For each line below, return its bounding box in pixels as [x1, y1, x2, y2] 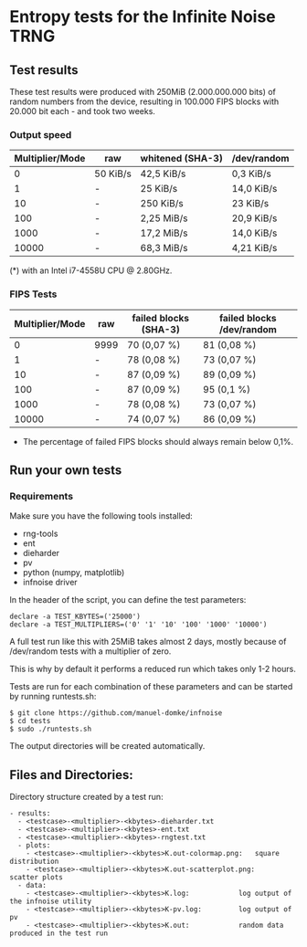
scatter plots [9, 873, 64, 882]
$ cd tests [9, 717, 51, 726]
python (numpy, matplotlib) [22, 567, 125, 578]
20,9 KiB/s [231, 212, 278, 225]
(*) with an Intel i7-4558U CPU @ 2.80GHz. [9, 265, 173, 276]
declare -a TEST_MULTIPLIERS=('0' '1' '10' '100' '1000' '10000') [9, 620, 268, 629]
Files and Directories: [9, 767, 134, 783]
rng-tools [22, 528, 58, 540]
